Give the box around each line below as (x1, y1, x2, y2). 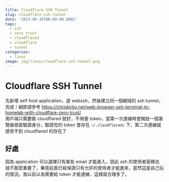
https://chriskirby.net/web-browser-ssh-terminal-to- (41, 104, 150, 110)
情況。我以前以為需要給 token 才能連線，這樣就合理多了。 (9, 171, 130, 177)
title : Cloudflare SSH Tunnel (5, 7, 69, 13)
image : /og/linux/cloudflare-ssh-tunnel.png (5, 59, 100, 64)
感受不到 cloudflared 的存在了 (5, 128, 67, 134)
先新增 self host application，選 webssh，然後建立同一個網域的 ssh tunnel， (5, 98, 163, 104)
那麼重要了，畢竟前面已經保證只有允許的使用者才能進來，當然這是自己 (14, 165, 159, 171)
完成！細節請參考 (5, 104, 41, 110)
